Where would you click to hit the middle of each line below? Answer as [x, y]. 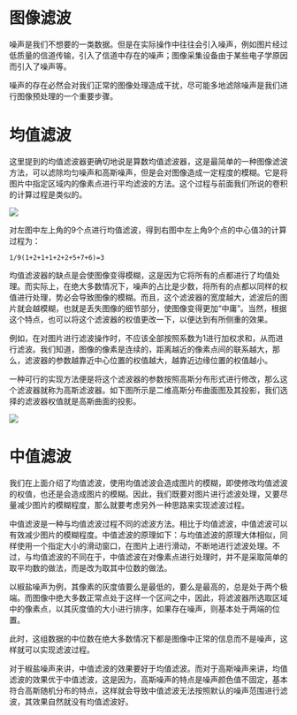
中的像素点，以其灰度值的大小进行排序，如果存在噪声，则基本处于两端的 [141, 609]
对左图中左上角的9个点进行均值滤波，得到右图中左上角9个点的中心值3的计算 [148, 230]
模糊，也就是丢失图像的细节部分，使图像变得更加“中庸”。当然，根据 [163, 308]
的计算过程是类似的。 [48, 194]
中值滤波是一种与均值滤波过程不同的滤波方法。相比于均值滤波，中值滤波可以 [148, 523]
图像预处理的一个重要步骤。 [67, 96]
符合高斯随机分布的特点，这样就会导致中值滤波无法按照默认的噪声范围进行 [145, 690]
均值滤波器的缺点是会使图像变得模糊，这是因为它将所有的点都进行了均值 [141, 275]
